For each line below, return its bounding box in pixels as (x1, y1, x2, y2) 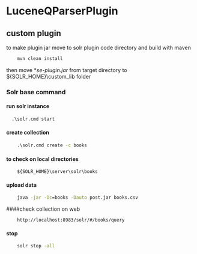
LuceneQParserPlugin (6, 4, 118, 18)
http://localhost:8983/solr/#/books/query (17, 217, 125, 223)
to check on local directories (6, 155, 79, 163)
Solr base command (6, 88, 66, 96)
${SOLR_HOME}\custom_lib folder (6, 73, 91, 80)
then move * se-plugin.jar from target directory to (6, 66, 127, 73)
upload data (6, 181, 37, 189)
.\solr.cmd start (11, 116, 55, 122)
